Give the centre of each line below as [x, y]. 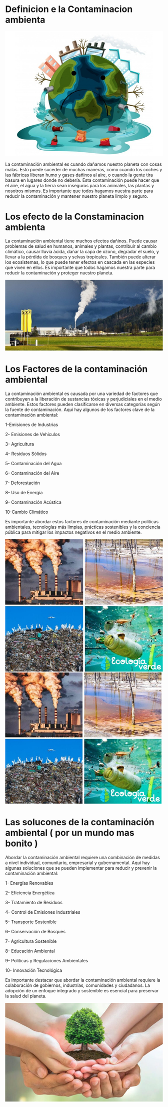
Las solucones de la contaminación [80, 822]
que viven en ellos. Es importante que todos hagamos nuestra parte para [80, 268]
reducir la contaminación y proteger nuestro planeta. [59, 273]
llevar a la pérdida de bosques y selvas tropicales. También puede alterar [80, 257]
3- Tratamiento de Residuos [34, 902]
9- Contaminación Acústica [33, 502]
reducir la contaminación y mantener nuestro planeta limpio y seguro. [77, 196]
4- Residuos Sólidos [26, 454]
